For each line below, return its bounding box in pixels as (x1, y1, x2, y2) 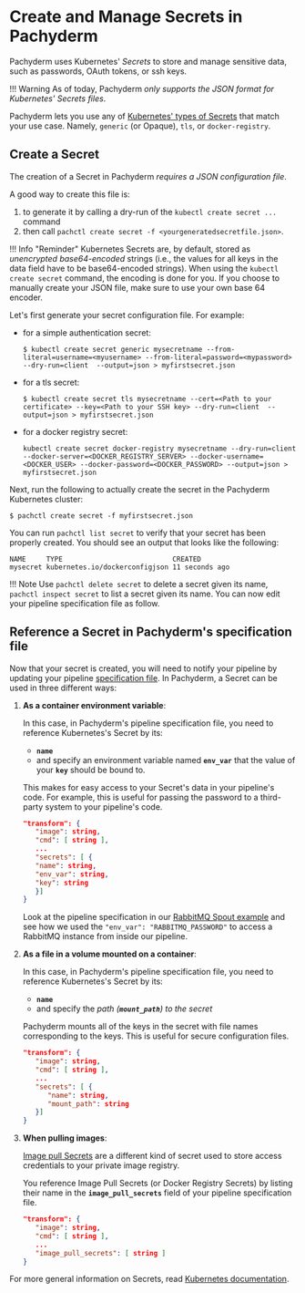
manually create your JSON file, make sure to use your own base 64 (9, 282, 266, 293)
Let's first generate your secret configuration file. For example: (9, 309, 245, 320)
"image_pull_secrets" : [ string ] (35, 1248, 167, 1257)
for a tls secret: (22, 377, 80, 388)
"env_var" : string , (35, 869, 109, 879)
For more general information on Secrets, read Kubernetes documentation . (9, 1274, 290, 1285)
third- (259, 791, 282, 802)
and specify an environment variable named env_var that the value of (36, 754, 296, 765)
